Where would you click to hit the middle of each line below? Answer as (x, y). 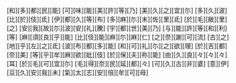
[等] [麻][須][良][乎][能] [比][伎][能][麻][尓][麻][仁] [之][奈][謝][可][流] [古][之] (118, 37)
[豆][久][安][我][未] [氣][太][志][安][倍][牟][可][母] (77, 72)
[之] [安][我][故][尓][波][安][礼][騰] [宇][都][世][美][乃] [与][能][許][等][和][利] (117, 28)
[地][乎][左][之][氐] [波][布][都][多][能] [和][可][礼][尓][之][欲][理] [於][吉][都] (117, 46)
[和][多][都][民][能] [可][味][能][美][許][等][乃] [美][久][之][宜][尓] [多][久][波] (117, 10)
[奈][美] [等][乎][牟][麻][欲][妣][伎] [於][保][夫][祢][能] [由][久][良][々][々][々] (117, 55)
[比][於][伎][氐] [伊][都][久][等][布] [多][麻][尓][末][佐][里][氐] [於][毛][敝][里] (117, 19)
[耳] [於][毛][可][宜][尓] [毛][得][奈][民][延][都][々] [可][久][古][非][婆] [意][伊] (118, 63)
